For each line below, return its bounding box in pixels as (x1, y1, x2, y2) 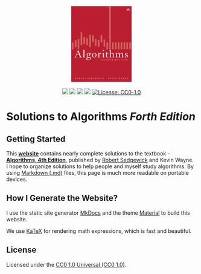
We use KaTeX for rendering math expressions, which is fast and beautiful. (6, 227, 192, 235)
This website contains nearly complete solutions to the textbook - (6, 150, 170, 157)
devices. (6, 175, 28, 183)
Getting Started (6, 134, 66, 144)
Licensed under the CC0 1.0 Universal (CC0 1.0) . (6, 261, 127, 268)
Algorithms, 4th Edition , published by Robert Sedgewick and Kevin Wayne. (6, 157, 194, 163)
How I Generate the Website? (6, 193, 118, 203)
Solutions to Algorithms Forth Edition (6, 110, 196, 123)
